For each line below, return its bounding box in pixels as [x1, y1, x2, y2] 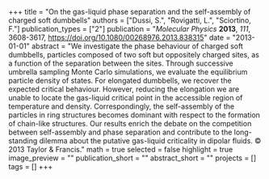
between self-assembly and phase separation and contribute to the [8, 127, 233, 137]
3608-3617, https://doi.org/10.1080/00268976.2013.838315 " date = [8, 32, 231, 42]
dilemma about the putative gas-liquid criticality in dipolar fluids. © [39, 136, 262, 145]
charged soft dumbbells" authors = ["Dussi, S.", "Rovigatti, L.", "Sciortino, [8, 15, 252, 25]
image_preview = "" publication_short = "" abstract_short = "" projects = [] [8, 153, 257, 163]
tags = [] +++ [8, 162, 53, 171]
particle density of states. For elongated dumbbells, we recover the [8, 76, 232, 85]
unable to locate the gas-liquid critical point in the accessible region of [8, 93, 243, 102]
